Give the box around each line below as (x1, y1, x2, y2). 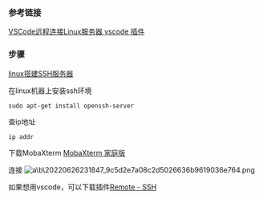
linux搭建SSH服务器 (8, 68, 74, 78)
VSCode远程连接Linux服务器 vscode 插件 (8, 26, 145, 37)
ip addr (8, 132, 34, 141)
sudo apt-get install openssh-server (8, 102, 135, 110)
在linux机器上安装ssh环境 (8, 86, 92, 95)
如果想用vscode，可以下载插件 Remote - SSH (8, 182, 157, 192)
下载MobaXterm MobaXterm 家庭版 (8, 148, 126, 157)
